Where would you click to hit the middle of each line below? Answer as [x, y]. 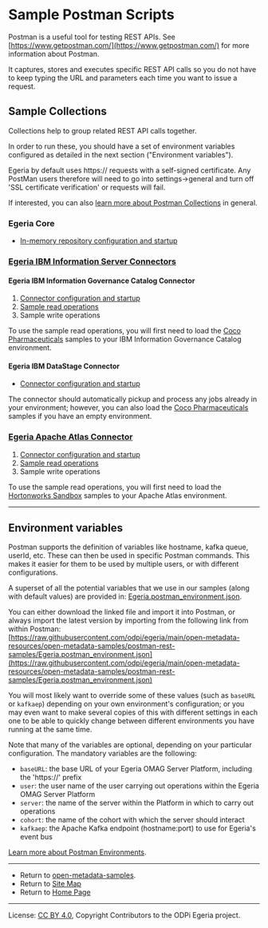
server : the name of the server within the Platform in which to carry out [136, 803]
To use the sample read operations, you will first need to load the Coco [125, 331]
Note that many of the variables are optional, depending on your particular [130, 745]
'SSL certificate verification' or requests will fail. [87, 187]
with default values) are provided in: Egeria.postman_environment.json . [125, 596]
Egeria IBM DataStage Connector [64, 366]
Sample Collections [58, 112]
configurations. [33, 572]
